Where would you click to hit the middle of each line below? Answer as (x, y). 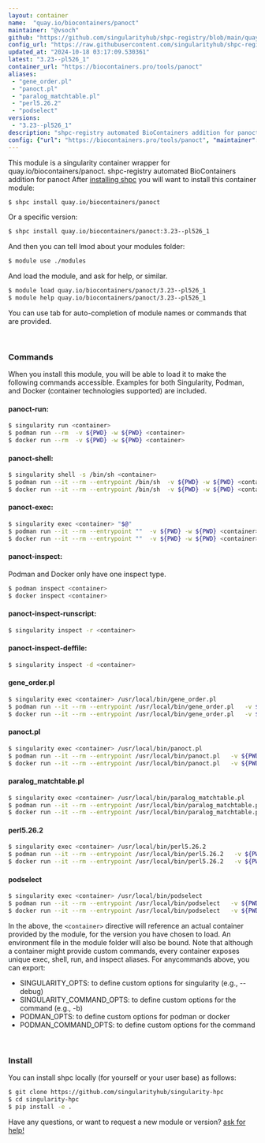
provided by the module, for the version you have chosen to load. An (119, 934)
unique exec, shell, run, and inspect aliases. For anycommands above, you (129, 959)
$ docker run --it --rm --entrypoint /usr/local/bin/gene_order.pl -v (130, 714)
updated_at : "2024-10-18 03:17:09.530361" (79, 52)
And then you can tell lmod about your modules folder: (97, 247)
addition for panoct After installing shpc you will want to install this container (132, 179)
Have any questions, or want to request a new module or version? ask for (127, 1122)
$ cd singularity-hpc (44, 1100)
